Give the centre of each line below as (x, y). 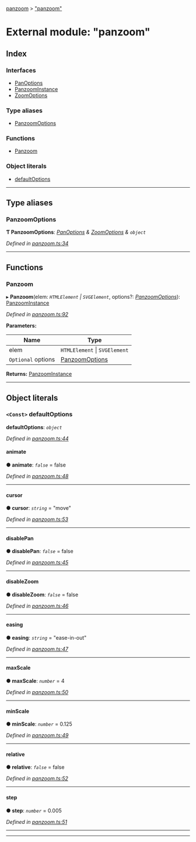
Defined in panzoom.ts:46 (37, 606)
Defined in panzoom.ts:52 (37, 779)
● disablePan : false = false (40, 551)
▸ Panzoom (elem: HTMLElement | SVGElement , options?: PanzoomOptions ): (93, 297)
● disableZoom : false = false (42, 594)
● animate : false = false (36, 465)
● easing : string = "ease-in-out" (46, 637)
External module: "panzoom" (78, 32)
